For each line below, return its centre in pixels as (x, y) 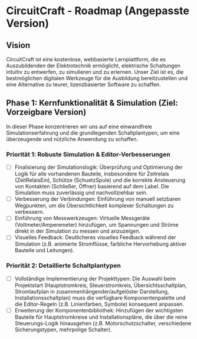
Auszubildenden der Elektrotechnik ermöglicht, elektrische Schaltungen (93, 66)
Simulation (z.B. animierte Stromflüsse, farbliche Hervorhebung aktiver (101, 244)
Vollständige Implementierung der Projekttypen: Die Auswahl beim (95, 278)
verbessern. (29, 212)
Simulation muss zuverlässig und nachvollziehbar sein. (81, 193)
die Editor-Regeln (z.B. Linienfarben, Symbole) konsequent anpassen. (99, 304)
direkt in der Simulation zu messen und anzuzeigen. (78, 231)
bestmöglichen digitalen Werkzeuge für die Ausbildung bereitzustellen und (97, 78)
